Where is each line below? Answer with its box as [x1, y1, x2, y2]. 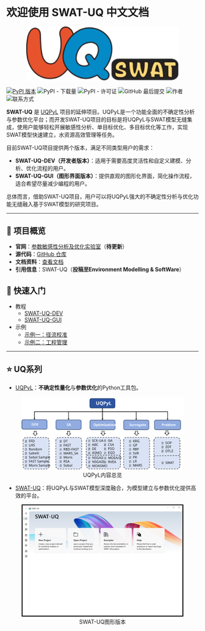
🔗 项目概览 [6, 225, 46, 236]
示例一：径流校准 [24, 331, 68, 339]
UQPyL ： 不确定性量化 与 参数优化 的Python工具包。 [15, 384, 142, 391]
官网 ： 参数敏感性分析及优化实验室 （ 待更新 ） [15, 243, 128, 250]
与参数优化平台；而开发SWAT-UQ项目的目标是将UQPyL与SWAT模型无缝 [6, 115, 187, 123]
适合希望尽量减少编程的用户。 [15, 179, 90, 187]
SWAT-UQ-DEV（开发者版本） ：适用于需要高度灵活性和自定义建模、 [15, 157, 186, 164]
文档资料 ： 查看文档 [15, 258, 64, 265]
